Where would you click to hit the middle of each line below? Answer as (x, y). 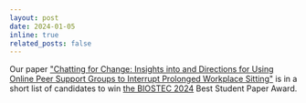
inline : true (34, 35)
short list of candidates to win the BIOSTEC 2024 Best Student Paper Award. (153, 88)
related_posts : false (51, 43)
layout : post (34, 18)
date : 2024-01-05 (42, 26)
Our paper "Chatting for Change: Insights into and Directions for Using (142, 69)
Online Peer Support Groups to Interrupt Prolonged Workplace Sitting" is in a (153, 79)
